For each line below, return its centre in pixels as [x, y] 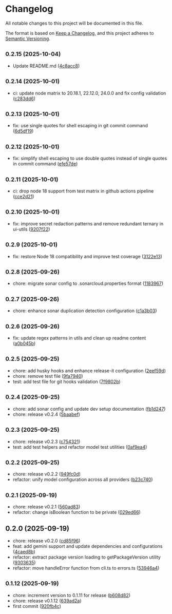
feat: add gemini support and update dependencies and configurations [88, 546]
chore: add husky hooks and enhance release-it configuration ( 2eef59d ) [89, 371]
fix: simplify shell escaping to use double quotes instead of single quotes [90, 158]
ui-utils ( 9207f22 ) [31, 229]
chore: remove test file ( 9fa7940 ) [48, 376]
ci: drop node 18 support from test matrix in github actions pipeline [83, 191]
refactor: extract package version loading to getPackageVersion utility [87, 557]
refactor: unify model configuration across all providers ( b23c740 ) [83, 479]
